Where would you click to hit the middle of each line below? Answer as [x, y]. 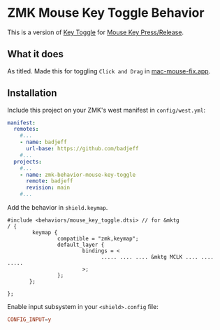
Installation [32, 93]
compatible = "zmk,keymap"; [98, 239]
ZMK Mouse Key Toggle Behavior [106, 13]
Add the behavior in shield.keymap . [58, 208]
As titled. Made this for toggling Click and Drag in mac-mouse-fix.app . [109, 71]
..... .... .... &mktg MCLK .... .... [157, 257]
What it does [36, 54]
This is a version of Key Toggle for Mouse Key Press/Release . [95, 32]
